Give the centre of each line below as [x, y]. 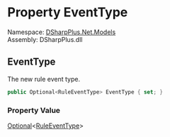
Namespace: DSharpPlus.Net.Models [62, 32]
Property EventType [68, 12]
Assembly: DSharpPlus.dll [45, 39]
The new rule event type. [44, 79]
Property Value [34, 110]
